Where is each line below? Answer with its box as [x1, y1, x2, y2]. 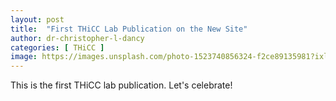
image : [10, 52, 38, 62]
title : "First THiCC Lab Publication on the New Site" [10, 24, 248, 34]
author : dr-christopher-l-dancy [10, 33, 145, 43]
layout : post [10, 14, 65, 25]
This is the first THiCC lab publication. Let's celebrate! [10, 79, 233, 91]
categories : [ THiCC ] [10, 42, 105, 53]
